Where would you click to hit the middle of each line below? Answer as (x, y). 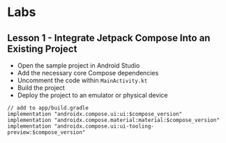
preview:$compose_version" (46, 133)
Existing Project (42, 48)
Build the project (41, 88)
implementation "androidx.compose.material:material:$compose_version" (113, 120)
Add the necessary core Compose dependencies (88, 73)
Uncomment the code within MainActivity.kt (82, 80)
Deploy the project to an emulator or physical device (92, 95)
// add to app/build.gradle (48, 108)
